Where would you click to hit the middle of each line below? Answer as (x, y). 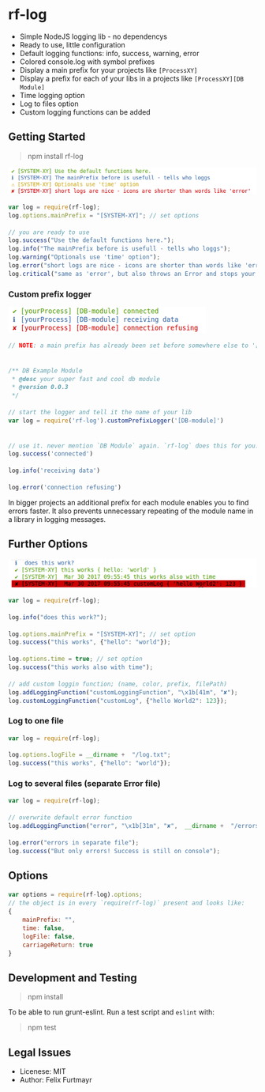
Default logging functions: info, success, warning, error (109, 53)
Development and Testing (73, 978)
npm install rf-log (56, 156)
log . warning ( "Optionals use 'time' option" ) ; (84, 257)
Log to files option (49, 104)
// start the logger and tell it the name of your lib (100, 413)
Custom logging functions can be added (85, 111)
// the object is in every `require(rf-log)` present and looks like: (127, 903)
